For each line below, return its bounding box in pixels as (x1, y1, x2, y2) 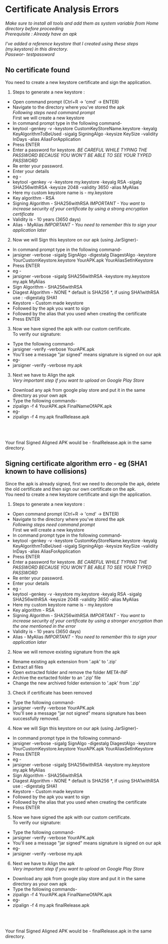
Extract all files (12, 664, 44, 670)
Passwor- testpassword (5, 51, 55, 57)
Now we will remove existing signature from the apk (12, 649, 120, 655)
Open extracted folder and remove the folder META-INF (12, 669, 128, 675)
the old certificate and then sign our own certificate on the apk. (5, 486, 136, 492)
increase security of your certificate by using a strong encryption (12, 205, 148, 212)
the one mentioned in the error (12, 623, 76, 629)
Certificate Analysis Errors (5, 4, 119, 15)
